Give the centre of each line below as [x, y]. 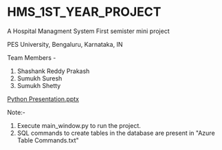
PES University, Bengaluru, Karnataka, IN [65, 44]
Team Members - [32, 57]
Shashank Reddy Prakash [53, 71]
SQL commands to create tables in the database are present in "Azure [116, 133]
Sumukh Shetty [39, 85]
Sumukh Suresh [40, 78]
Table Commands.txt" [48, 140]
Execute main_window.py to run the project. [79, 125]
